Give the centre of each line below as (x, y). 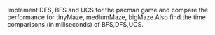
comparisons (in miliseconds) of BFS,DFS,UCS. (75, 24)
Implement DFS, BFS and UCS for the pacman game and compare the (108, 10)
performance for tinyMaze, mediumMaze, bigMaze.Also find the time (107, 17)
